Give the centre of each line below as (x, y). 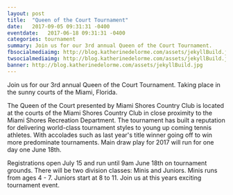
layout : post (26, 13)
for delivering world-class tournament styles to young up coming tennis (110, 127)
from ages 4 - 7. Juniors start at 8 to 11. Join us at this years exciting (104, 178)
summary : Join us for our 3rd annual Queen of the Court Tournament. (110, 46)
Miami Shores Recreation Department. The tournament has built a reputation (116, 120)
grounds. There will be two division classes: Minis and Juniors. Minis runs (112, 170)
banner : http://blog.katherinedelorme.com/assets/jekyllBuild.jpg (105, 65)
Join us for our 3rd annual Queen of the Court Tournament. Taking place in (114, 84)
